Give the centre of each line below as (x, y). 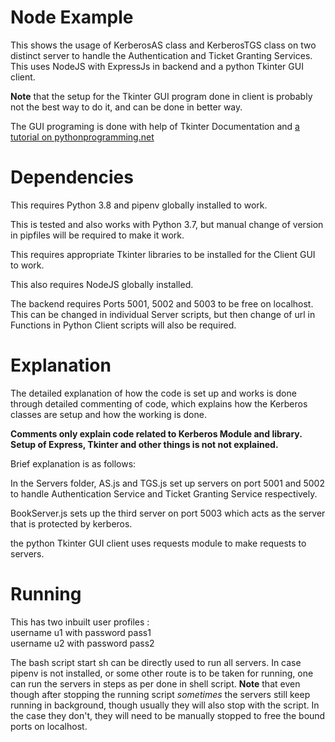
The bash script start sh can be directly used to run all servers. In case (156, 662)
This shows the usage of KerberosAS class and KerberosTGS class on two (163, 45)
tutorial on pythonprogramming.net (82, 137)
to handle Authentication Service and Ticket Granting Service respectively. (164, 493)
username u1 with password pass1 (81, 632)
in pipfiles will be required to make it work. (97, 235)
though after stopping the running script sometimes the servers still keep (160, 694)
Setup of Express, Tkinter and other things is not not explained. (144, 444)
